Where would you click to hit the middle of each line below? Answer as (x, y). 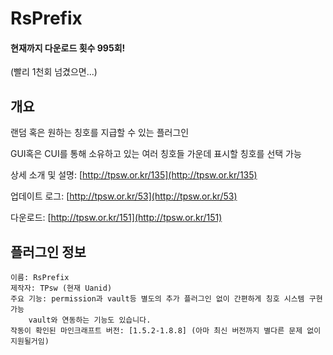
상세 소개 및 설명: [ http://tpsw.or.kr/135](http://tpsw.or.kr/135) (134, 175)
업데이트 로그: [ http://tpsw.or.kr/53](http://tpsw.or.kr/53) (124, 196)
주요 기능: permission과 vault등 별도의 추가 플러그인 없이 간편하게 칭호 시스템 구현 (166, 299)
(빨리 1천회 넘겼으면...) (54, 72)
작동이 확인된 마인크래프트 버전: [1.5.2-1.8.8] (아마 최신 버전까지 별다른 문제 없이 (166, 331)
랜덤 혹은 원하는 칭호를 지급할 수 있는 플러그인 (100, 133)
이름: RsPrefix (40, 278)
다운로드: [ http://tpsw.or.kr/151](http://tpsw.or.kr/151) (116, 218)
